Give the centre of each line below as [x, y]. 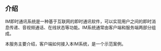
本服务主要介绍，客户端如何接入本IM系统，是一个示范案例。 [66, 44]
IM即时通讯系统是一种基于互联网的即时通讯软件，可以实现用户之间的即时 [78, 21]
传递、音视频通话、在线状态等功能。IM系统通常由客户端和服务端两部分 [80, 27]
